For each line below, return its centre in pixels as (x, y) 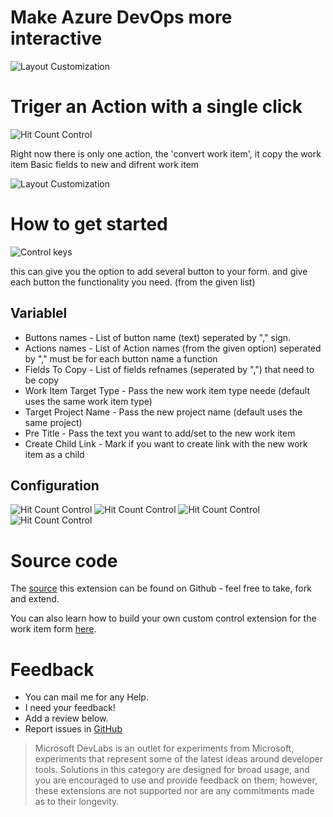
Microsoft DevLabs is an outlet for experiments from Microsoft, (164, 748)
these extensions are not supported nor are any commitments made (174, 791)
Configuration (55, 486)
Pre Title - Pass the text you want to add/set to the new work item (160, 433)
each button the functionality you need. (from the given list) (133, 282)
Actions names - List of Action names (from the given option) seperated (173, 348)
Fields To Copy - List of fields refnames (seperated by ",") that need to (169, 369)
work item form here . (53, 629)
